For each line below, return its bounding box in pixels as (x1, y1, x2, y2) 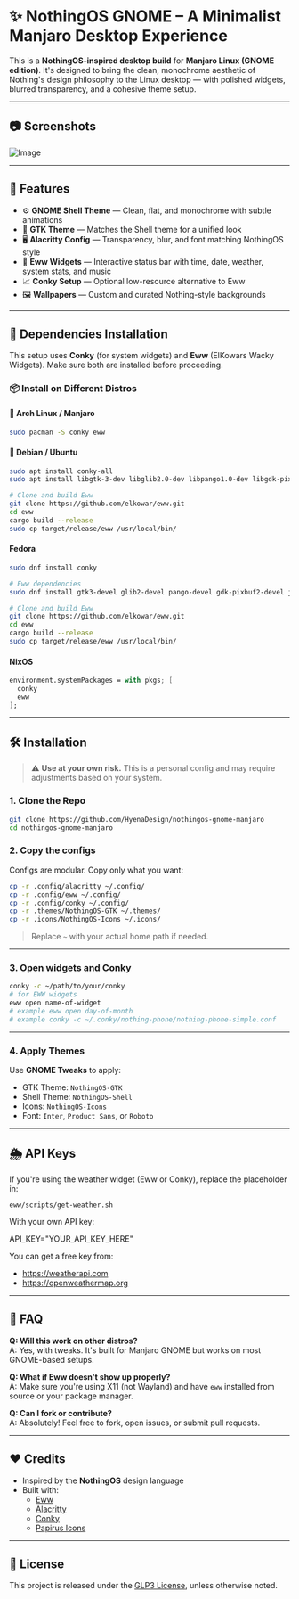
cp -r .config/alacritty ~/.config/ (9, 881, 145, 890)
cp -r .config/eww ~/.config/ (9, 890, 122, 899)
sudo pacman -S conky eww (9, 428, 105, 437)
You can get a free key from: (9, 1250, 114, 1261)
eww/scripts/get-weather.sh (9, 1201, 114, 1209)
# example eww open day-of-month (9, 1007, 133, 1016)
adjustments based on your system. (30, 773, 163, 783)
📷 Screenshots (9, 119, 96, 135)
